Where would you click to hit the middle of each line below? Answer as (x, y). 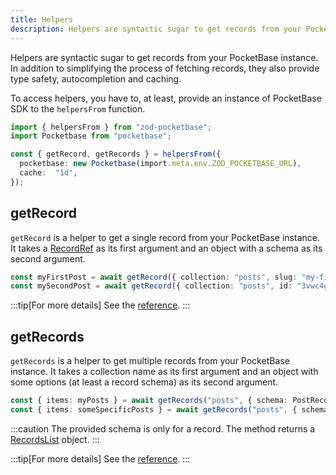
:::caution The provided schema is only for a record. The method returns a (163, 428)
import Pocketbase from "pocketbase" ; (91, 136)
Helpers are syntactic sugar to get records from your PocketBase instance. (164, 57)
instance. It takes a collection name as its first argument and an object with (164, 372)
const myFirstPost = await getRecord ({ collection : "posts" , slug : (154, 277)
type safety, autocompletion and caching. (96, 78)
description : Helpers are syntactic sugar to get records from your (156, 29)
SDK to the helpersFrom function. (78, 108)
